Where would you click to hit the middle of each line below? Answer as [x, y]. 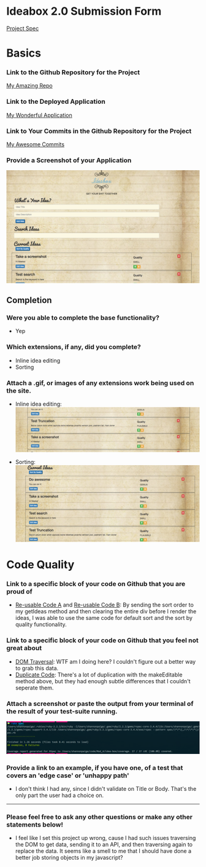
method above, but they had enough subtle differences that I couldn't [103, 681]
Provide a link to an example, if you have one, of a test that [95, 767]
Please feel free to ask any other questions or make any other [100, 817]
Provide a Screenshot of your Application [69, 160]
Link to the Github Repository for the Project [73, 73]
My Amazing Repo [30, 86]
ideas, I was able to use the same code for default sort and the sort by [104, 618]
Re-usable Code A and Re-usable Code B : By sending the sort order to [105, 605]
